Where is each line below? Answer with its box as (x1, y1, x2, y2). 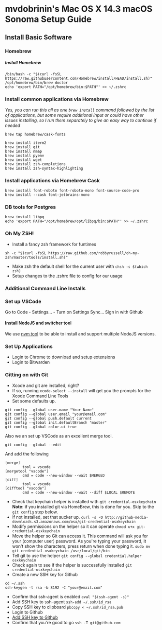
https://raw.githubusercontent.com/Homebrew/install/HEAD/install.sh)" (5, 76, 152, 81)
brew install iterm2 (5, 140, 47, 145)
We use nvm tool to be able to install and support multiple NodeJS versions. (5, 331, 156, 337)
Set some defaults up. (12, 398, 56, 404)
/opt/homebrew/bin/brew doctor (5, 80, 68, 86)
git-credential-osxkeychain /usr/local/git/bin (12, 548, 110, 553)
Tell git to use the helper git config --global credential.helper (12, 553, 142, 559)
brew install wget (5, 157, 42, 162)
